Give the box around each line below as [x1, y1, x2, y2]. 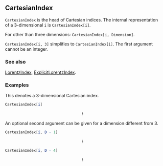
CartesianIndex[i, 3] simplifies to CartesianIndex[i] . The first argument [5, 41, 153, 47]
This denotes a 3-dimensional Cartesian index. [5, 93, 99, 99]
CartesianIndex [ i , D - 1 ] [5, 130, 58, 135]
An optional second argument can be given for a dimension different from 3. [5, 121, 159, 126]
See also [5, 58, 26, 65]
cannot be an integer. [5, 46, 48, 52]
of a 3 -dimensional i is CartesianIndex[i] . [5, 22, 91, 28]
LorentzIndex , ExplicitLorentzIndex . [5, 69, 76, 75]
